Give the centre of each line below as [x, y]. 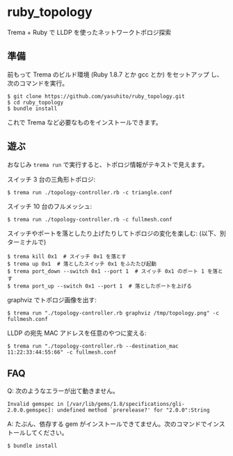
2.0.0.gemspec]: [31, 410]
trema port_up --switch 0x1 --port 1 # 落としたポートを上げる [103, 286]
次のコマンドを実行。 [38, 83]
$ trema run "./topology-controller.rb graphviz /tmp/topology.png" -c [113, 313]
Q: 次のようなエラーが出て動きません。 [63, 391]
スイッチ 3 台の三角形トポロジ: [51, 179]
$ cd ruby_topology [35, 102]
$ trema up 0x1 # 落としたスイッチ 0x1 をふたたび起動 [82, 264]
